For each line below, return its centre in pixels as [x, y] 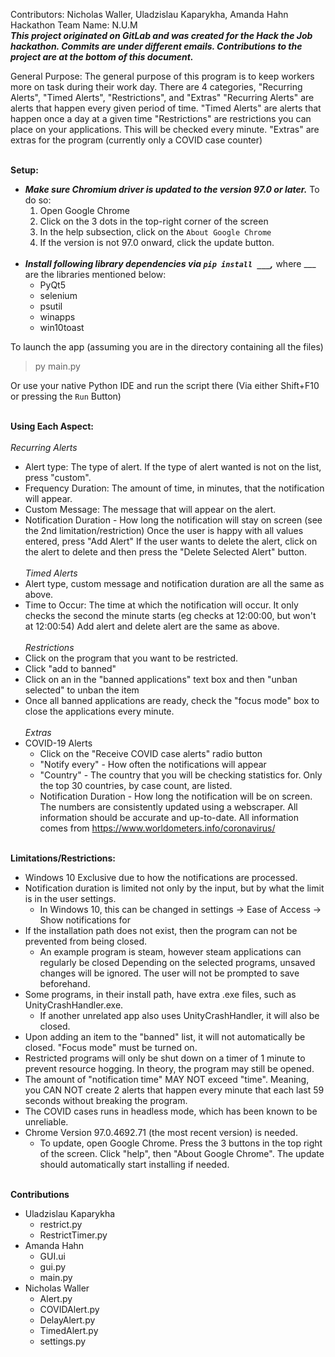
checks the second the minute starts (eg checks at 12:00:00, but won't [170, 615]
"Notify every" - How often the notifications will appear [153, 764]
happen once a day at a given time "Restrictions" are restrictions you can [161, 118]
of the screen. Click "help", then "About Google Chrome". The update [182, 1153]
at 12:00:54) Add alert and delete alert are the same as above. [152, 626]
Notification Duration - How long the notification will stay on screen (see [173, 520]
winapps [57, 317]
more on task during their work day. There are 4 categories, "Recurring [156, 87]
